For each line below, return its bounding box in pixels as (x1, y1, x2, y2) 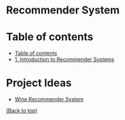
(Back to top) (6, 107, 38, 114)
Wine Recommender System (14, 96, 84, 103)
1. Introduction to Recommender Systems (14, 56, 114, 63)
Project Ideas (6, 77, 72, 90)
